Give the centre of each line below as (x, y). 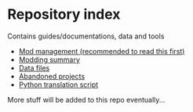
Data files (34, 67)
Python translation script (58, 85)
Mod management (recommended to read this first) (102, 51)
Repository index (64, 14)
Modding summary (49, 60)
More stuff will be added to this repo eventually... (86, 99)
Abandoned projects (52, 76)
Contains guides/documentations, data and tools (86, 36)
